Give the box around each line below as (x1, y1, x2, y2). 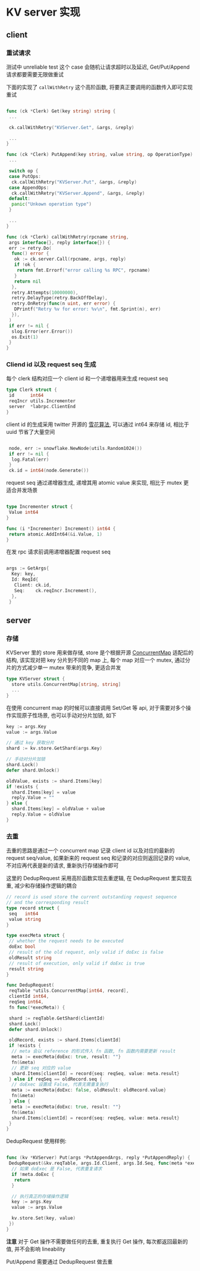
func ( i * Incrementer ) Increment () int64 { (6, 525, 116, 532)
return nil (14, 278, 42, 284)
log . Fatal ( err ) (11, 457, 49, 463)
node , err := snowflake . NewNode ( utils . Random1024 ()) (8, 445, 143, 451)
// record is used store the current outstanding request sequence (6, 894, 177, 900)
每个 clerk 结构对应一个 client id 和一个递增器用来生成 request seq (6, 375, 168, 382)
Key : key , (11, 571, 36, 577)
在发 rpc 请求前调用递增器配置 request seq (6, 548, 111, 556)
